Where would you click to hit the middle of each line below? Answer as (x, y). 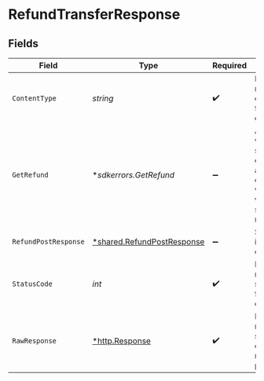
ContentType (35, 99)
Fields (24, 44)
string (103, 98)
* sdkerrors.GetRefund (134, 175)
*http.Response (122, 341)
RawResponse (35, 341)
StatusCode (32, 284)
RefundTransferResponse (94, 15)
